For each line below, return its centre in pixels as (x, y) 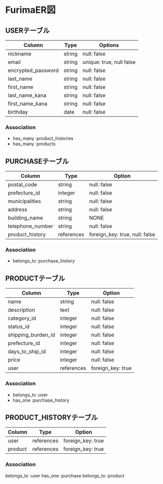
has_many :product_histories (43, 139)
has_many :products (34, 144)
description (21, 310)
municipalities (25, 201)
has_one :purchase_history (41, 400)
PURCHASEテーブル (37, 161)
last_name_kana (27, 95)
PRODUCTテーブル (35, 278)
